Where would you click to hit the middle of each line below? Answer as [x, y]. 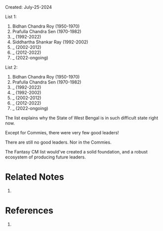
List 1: [11, 17]
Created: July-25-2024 [29, 7]
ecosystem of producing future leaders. [45, 157]
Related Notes [35, 177]
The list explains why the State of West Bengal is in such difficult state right [82, 118]
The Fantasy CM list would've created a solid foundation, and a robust [77, 152]
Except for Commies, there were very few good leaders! [62, 133]
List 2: [11, 67]
